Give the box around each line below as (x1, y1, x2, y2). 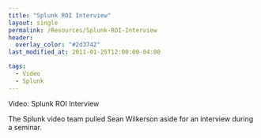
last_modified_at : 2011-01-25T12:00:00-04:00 (8, 48, 161, 56)
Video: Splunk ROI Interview (8, 99, 100, 108)
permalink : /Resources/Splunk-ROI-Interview (8, 26, 157, 34)
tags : (8, 62, 26, 71)
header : (8, 33, 34, 42)
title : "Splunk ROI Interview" (8, 11, 112, 20)
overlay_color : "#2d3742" (15, 41, 101, 49)
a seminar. (8, 122, 42, 132)
